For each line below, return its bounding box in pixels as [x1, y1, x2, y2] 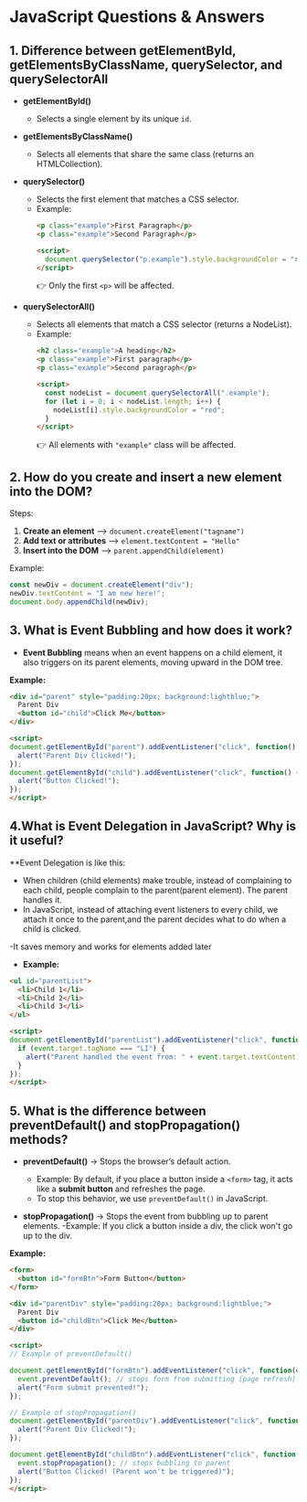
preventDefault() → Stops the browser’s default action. [22, 1156, 231, 1167]
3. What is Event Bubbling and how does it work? [9, 623, 292, 639]
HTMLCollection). [36, 158, 103, 169]
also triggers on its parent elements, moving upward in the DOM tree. [22, 656, 283, 668]
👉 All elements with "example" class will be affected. [36, 439, 237, 450]
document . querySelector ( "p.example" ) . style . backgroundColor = [44, 254, 287, 264]
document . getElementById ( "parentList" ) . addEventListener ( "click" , [9, 1035, 268, 1045]
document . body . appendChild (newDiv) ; [9, 597, 149, 607]
